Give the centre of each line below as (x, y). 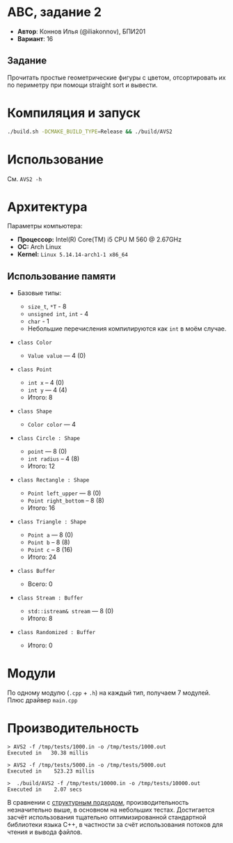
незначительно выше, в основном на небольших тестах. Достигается (111, 810)
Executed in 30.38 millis (48, 753)
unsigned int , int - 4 (58, 314)
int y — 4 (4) (47, 390)
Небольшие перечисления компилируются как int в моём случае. (127, 329)
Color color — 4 (52, 425)
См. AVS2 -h (25, 179)
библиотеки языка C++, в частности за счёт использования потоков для (115, 825)
